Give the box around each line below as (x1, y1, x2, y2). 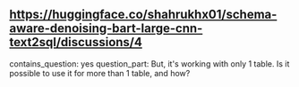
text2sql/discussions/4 (9, 35, 143, 50)
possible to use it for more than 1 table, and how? (9, 67, 191, 78)
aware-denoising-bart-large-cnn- (9, 21, 203, 36)
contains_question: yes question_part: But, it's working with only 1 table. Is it (9, 58, 290, 69)
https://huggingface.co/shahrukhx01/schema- (9, 7, 278, 22)
